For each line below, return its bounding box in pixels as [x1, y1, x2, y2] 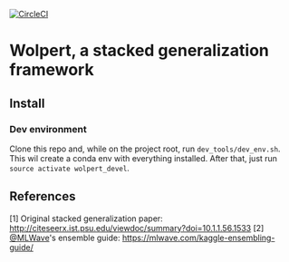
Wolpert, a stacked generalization [9, 41, 270, 61]
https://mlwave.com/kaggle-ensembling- [121, 232, 275, 243]
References [9, 189, 76, 204]
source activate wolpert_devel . [9, 162, 130, 173]
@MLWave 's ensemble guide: [9, 232, 120, 243]
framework [9, 60, 94, 81]
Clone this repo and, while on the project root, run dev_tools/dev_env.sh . [9, 143, 281, 154]
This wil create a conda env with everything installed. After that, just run [9, 152, 278, 163]
